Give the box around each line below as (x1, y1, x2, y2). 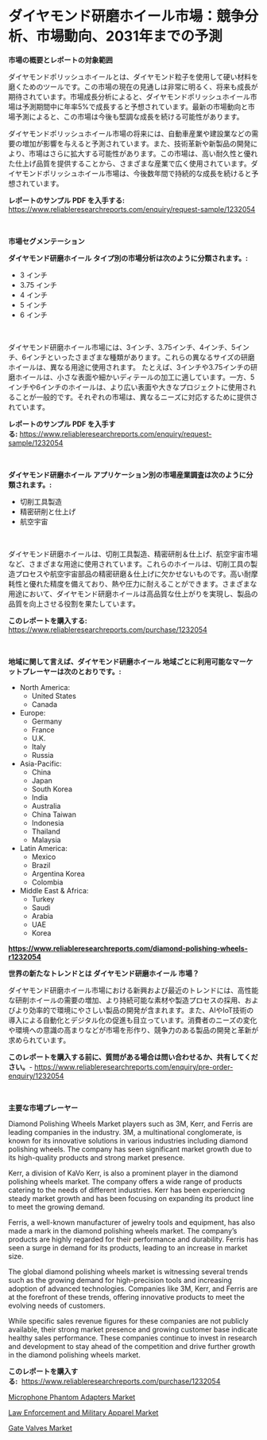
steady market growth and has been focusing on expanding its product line (8, 1193, 254, 1203)
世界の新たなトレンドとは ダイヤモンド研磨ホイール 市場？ (8, 968, 200, 978)
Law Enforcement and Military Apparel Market (8, 1407, 159, 1417)
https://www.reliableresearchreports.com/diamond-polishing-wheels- (8, 944, 249, 953)
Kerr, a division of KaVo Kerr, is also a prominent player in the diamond (8, 1168, 238, 1178)
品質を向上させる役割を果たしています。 (8, 598, 141, 608)
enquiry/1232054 (8, 1071, 64, 1081)
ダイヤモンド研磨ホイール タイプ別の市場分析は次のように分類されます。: (8, 253, 249, 263)
